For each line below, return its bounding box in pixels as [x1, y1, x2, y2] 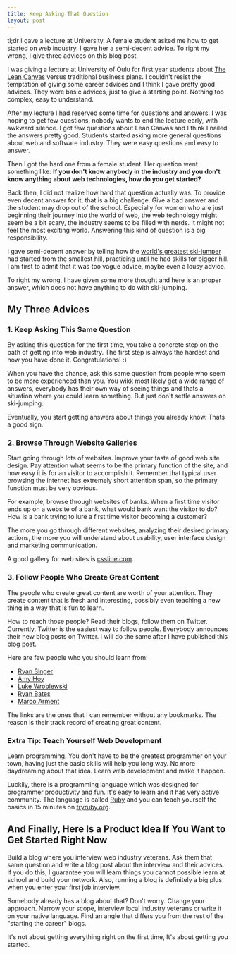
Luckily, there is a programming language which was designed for [7, 781, 199, 789]
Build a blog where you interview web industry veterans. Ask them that [7, 852, 213, 861]
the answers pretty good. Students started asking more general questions [7, 131, 222, 140]
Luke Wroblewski [17, 682, 68, 690]
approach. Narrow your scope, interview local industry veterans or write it [7, 904, 222, 912]
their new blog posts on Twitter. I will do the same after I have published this [7, 632, 228, 640]
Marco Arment [17, 697, 60, 705]
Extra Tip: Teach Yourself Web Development [7, 735, 162, 745]
